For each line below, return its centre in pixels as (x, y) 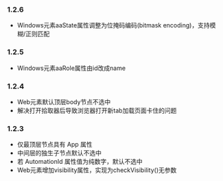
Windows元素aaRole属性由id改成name (71, 68)
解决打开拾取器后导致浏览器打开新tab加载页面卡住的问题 (97, 110)
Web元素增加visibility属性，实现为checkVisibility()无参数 (97, 170)
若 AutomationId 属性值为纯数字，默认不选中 (80, 162)
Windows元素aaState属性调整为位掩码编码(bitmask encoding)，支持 (114, 25)
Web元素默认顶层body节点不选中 (64, 101)
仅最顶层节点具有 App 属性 (55, 145)
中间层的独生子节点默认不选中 (59, 153)
